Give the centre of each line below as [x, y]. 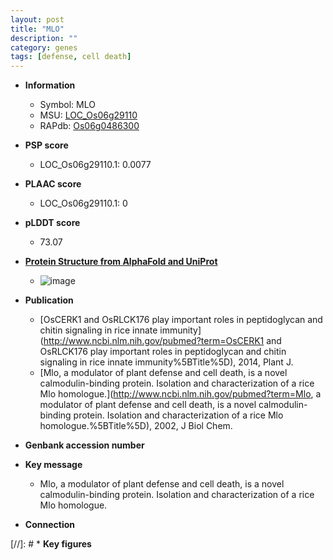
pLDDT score [52, 223]
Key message [53, 465]
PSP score [46, 145]
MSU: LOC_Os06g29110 [88, 115]
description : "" [44, 38]
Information [50, 85]
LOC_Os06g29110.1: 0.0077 [95, 165]
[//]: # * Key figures [51, 544]
